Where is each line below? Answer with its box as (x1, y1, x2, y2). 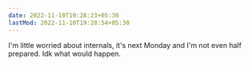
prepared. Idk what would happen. (8, 49, 121, 58)
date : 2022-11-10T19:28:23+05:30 (8, 11, 119, 20)
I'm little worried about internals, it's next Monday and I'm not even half (8, 40, 242, 49)
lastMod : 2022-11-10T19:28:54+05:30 (8, 19, 130, 27)
